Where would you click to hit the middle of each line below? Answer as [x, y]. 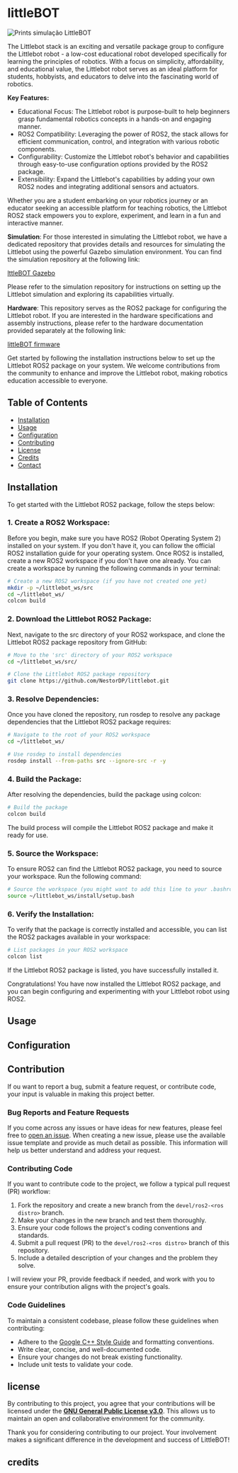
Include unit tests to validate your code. [75, 1364]
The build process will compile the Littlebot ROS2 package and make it [110, 828]
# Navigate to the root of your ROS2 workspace [79, 735]
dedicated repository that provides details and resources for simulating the [116, 244]
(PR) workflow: [29, 1192]
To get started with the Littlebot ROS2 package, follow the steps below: [111, 504]
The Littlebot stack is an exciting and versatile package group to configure [116, 46]
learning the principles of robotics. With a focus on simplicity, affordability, [116, 61]
